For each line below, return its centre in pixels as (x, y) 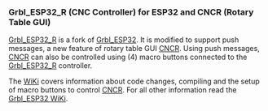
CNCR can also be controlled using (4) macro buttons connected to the (128, 57)
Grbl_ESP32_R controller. (51, 66)
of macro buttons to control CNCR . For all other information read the (123, 90)
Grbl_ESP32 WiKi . (38, 99)
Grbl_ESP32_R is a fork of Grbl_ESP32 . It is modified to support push (124, 40)
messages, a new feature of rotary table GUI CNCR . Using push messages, (134, 49)
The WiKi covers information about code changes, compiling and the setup (134, 81)
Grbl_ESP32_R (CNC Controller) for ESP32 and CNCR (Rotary (131, 12)
